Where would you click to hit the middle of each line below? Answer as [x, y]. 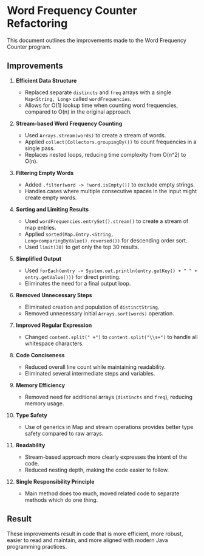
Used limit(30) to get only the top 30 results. [82, 247]
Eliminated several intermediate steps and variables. [90, 373]
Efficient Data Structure [46, 80]
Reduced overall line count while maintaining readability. [95, 367]
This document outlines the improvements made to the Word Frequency [97, 40]
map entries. [40, 227]
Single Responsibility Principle [55, 481]
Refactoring [37, 23]
